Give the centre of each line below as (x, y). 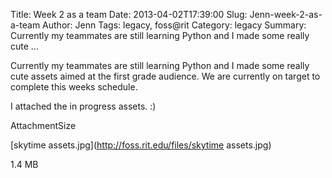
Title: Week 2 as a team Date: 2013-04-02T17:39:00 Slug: (129, 14)
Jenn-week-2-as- (286, 14)
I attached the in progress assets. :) (83, 106)
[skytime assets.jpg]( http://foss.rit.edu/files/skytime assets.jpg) (141, 145)
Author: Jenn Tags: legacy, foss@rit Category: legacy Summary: (174, 25)
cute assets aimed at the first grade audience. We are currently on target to (165, 76)
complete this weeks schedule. (74, 87)
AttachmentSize (43, 125)
